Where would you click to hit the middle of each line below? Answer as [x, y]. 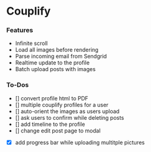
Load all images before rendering [57, 50]
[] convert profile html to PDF [51, 98]
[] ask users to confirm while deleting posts [69, 117]
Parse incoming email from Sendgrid [61, 57]
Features [20, 30]
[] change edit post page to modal [58, 130]
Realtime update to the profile [52, 63]
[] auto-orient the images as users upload [67, 111]
